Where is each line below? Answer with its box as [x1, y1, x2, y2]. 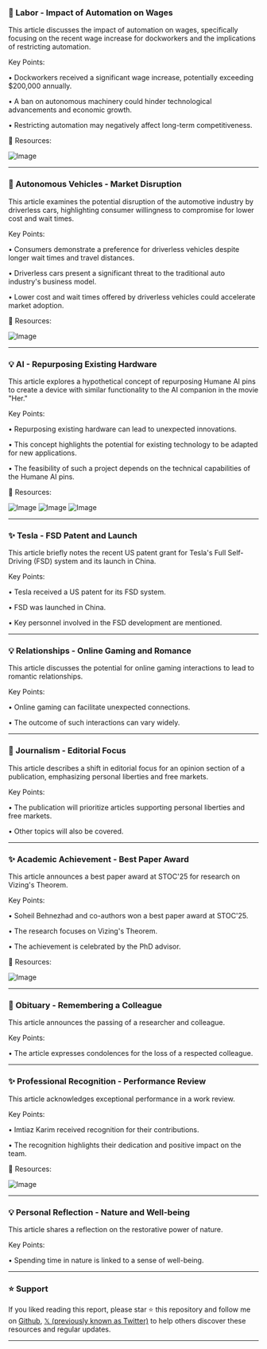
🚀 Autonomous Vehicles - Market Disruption [8, 179, 182, 190]
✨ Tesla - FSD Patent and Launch [8, 530, 137, 541]
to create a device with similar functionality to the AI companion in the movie [8, 385, 259, 394]
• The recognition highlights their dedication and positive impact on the [8, 1140, 242, 1150]
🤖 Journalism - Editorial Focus [8, 745, 126, 756]
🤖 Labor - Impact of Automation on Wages [8, 7, 173, 18]
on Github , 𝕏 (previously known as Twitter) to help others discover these [8, 1316, 246, 1326]
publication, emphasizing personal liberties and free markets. [8, 771, 209, 781]
